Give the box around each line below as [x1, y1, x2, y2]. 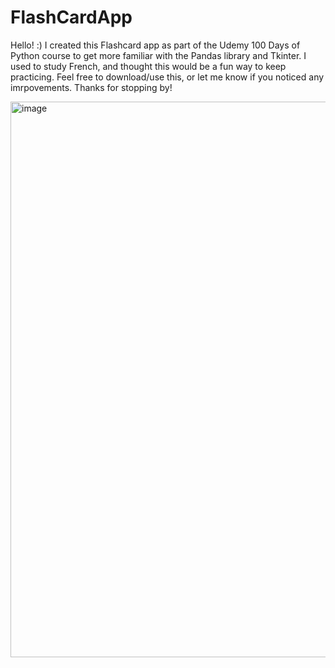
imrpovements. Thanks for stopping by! [10, 81, 173, 93]
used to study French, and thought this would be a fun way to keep [10, 60, 287, 72]
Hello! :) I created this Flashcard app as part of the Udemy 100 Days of [10, 39, 301, 51]
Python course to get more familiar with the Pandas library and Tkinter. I [10, 49, 307, 61]
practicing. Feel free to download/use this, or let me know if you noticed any [10, 71, 325, 83]
